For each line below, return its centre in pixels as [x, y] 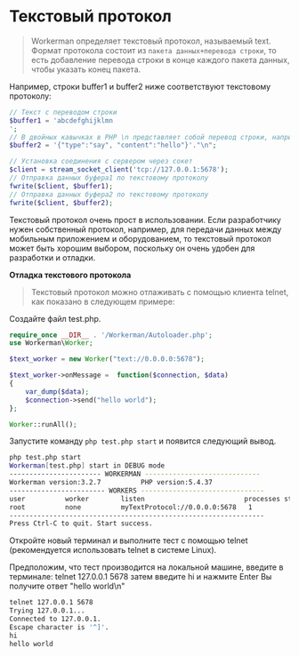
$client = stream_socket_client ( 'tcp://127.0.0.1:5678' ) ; [119, 170]
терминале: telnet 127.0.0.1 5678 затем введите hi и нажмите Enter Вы [141, 577]
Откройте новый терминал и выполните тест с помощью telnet [129, 540]
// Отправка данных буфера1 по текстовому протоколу [109, 178]
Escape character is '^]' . [59, 627]
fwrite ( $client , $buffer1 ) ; [61, 186]
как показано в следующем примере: [103, 301]
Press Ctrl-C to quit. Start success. [81, 524]
